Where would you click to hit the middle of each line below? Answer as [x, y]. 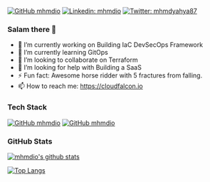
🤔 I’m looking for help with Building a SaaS [80, 68]
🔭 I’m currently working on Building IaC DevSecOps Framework [110, 45]
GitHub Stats [30, 141]
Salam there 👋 [32, 29]
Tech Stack [27, 107]
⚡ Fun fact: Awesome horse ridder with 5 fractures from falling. [110, 75]
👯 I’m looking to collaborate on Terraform [78, 60]
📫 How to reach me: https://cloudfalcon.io [80, 86]
